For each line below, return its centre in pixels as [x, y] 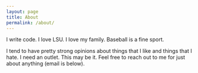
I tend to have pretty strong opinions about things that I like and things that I [99, 51]
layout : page [22, 12]
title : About [22, 17]
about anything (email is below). [46, 64]
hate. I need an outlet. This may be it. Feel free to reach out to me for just [96, 58]
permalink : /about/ [30, 23]
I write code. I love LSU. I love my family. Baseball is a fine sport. [85, 40]
